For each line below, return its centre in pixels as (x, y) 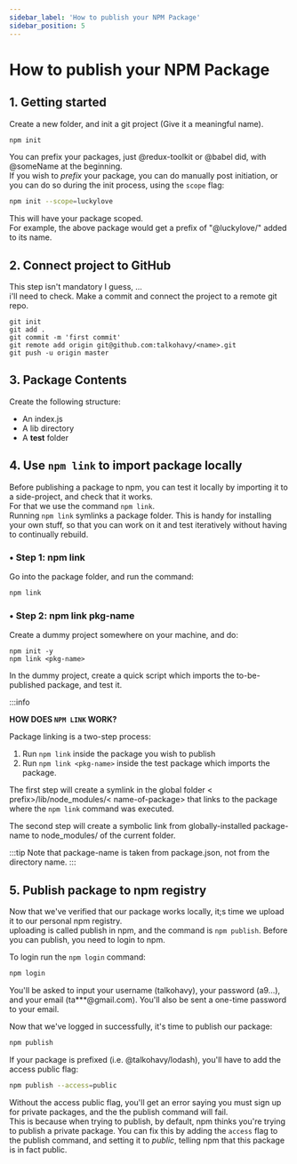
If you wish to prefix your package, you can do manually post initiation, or (144, 176)
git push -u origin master (59, 353)
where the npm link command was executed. (92, 809)
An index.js (43, 419)
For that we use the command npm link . (82, 506)
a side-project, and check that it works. (81, 496)
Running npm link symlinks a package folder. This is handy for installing (140, 515)
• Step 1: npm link (48, 557)
